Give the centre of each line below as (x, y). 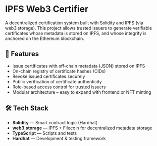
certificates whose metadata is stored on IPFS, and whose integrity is (76, 33)
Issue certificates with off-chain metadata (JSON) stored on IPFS (78, 66)
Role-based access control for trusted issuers (59, 87)
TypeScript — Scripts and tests (45, 133)
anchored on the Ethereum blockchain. (45, 38)
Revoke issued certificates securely (49, 76)
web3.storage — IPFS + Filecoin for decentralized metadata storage (82, 128)
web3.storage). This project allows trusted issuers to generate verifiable (78, 28)
